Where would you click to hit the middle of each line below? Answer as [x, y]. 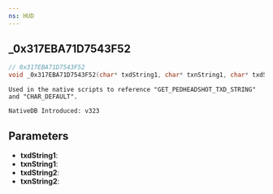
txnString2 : [40, 181]
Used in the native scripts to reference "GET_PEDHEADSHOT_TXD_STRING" [132, 90]
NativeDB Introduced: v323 [54, 111]
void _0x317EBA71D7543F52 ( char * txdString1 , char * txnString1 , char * [129, 75]
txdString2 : [39, 172]
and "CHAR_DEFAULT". [43, 97]
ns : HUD [22, 16]
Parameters [39, 136]
